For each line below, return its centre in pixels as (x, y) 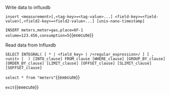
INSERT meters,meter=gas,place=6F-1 (44, 30)
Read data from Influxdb (31, 45)
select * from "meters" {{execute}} (43, 77)
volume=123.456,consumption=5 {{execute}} (50, 35)
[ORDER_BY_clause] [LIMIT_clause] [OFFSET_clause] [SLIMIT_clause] (79, 63)
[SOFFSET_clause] (24, 68)
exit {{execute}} (22, 87)
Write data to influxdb (28, 7)
